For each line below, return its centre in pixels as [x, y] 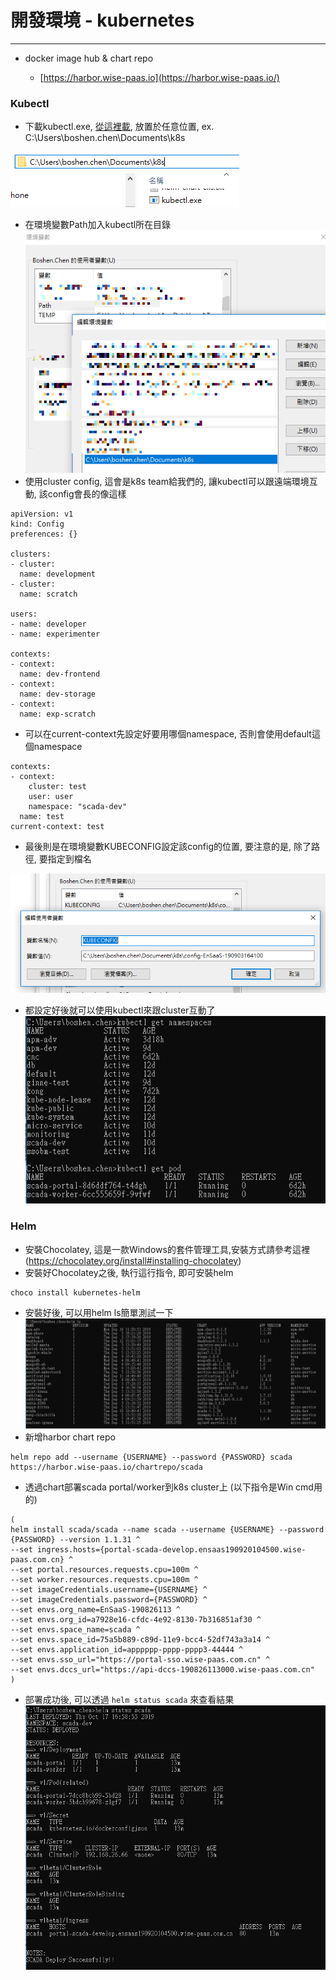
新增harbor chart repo [70, 1437]
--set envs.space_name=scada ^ [75, 1630]
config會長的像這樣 [87, 494]
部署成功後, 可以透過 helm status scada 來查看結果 [129, 1700]
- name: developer [48, 624]
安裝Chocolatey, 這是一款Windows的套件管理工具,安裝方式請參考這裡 [167, 1249]
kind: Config [37, 524]
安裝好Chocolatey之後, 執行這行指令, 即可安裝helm [129, 1272]
